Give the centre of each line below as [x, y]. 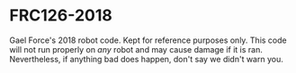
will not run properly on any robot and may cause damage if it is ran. [136, 49]
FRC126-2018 [61, 16]
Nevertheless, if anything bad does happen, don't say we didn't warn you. [146, 59]
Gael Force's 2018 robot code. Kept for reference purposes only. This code [148, 40]
